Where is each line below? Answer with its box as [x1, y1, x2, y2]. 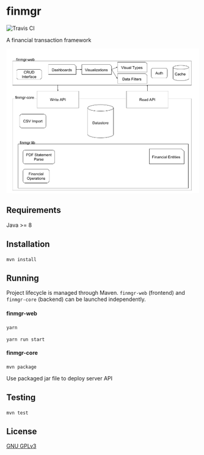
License [6, 426, 37, 437]
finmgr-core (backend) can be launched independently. [6, 295, 147, 303]
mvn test [6, 410, 29, 416]
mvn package [6, 364, 37, 370]
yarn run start [6, 336, 45, 342]
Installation [6, 239, 50, 250]
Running [6, 273, 40, 283]
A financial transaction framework [6, 36, 92, 43]
